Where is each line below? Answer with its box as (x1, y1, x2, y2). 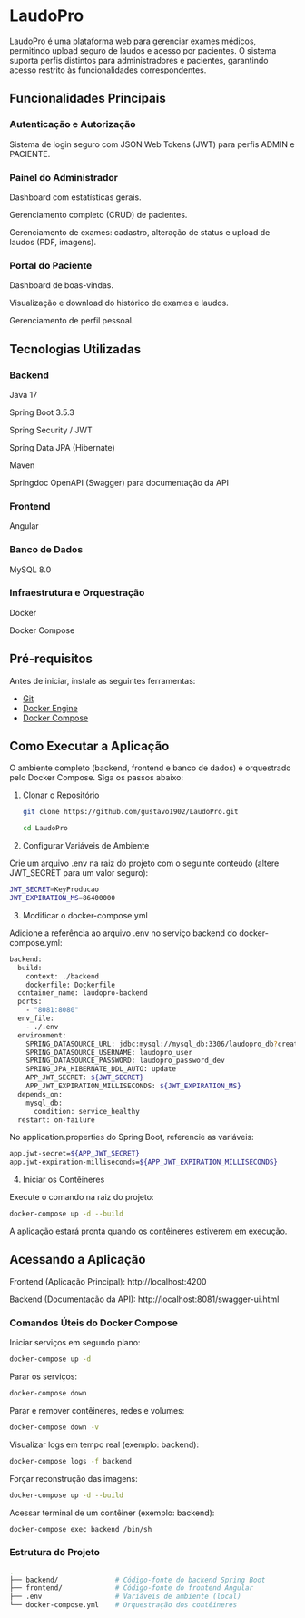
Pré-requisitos (9, 651, 93, 667)
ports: (17, 997, 43, 1007)
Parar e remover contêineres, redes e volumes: (9, 1405, 185, 1415)
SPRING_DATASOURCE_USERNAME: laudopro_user (25, 1047, 193, 1057)
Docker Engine (22, 702, 79, 713)
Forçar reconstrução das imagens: (9, 1473, 138, 1484)
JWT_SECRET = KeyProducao (9, 885, 100, 895)
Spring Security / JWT (9, 424, 93, 435)
